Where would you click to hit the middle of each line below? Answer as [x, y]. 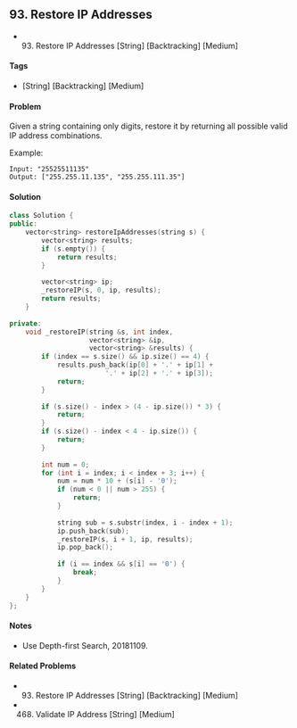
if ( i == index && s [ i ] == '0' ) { [121, 564]
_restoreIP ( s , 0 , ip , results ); [102, 290]
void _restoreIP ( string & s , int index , [99, 332]
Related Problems [43, 666]
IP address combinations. [56, 136]
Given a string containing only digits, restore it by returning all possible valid [148, 126]
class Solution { [41, 216]
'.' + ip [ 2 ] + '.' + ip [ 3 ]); [159, 374]
